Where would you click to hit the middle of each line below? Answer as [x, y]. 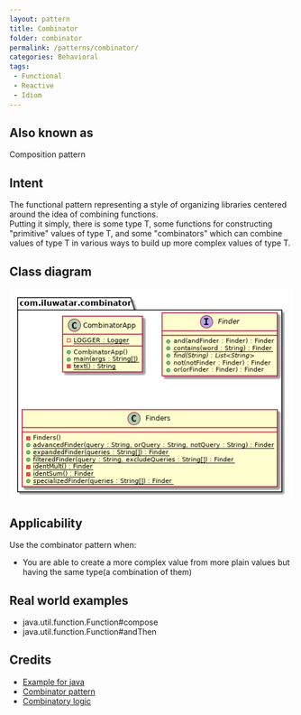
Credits [31, 660]
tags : [19, 67]
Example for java [54, 682]
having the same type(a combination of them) [107, 572]
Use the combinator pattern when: [73, 545]
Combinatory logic [57, 701]
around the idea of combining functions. [84, 214]
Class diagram [50, 271]
